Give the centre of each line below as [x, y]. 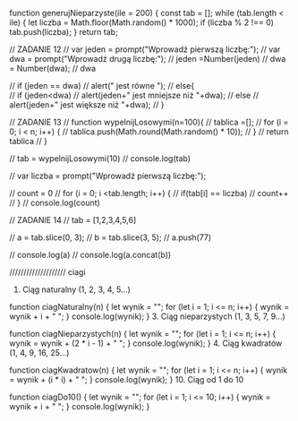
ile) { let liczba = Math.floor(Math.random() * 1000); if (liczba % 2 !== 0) [142, 22]
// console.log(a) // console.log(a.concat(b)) [90, 255]
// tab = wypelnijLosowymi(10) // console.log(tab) [100, 159]
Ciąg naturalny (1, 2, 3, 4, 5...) [77, 289]
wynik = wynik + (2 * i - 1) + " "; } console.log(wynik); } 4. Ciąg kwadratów [146, 343]
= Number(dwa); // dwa [53, 68]
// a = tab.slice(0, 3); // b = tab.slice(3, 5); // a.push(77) [111, 237]
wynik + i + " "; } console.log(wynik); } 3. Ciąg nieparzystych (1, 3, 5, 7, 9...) [148, 316]
